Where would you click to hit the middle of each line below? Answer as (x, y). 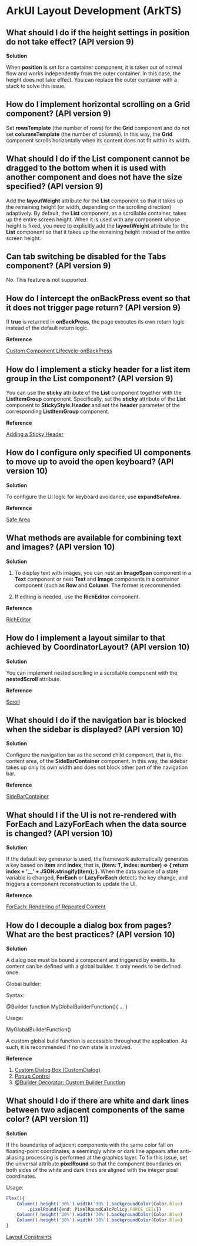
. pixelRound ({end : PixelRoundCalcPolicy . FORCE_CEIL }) (94, 1209)
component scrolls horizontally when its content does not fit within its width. (98, 140)
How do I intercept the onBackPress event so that (98, 298)
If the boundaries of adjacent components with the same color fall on (90, 1145)
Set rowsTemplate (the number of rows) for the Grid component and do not (98, 128)
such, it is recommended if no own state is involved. (69, 1047)
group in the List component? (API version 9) (90, 379)
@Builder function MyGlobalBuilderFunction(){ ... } (67, 1007)
